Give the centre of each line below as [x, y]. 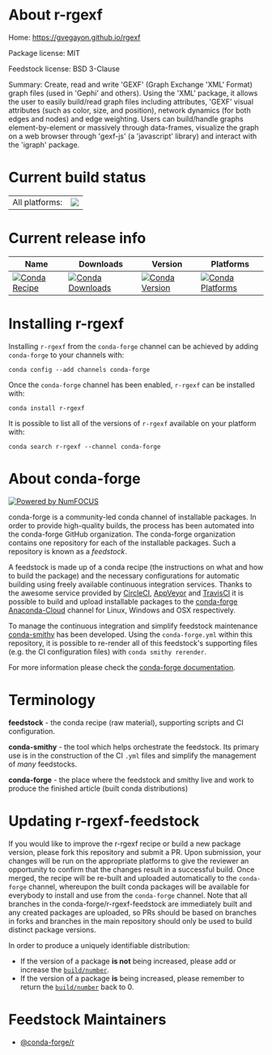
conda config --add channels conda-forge [79, 369]
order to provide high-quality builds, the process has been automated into [132, 525]
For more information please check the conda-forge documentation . [122, 667]
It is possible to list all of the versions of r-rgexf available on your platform [132, 423]
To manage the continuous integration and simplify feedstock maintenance [133, 626]
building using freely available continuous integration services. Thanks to [130, 584]
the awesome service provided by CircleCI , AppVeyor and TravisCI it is [126, 592]
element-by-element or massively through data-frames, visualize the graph [134, 127]
